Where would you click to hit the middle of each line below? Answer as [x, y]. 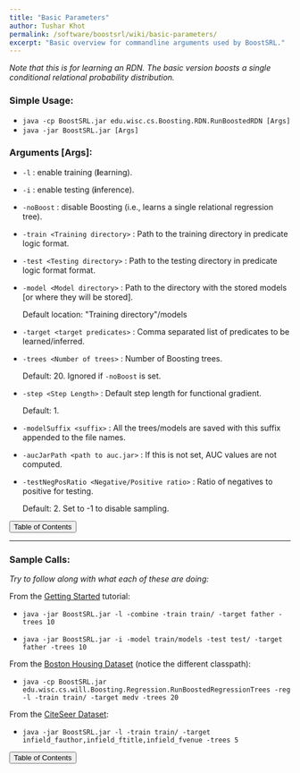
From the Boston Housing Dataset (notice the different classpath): [130, 664]
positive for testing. [58, 491]
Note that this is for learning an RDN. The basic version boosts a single [140, 68]
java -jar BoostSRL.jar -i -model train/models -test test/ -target [152, 640]
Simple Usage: [42, 101]
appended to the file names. [74, 437]
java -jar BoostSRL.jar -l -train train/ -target [117, 733]
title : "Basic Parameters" [59, 17]
